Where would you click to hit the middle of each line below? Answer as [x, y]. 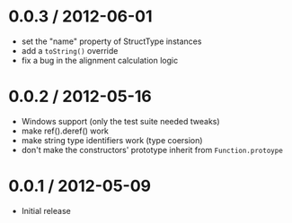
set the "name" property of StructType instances [111, 41]
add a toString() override [70, 50]
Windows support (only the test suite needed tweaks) [121, 121]
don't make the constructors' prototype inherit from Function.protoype [152, 150]
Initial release [46, 210]
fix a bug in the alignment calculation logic [100, 60]
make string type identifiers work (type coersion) [112, 140]
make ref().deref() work [65, 131]
